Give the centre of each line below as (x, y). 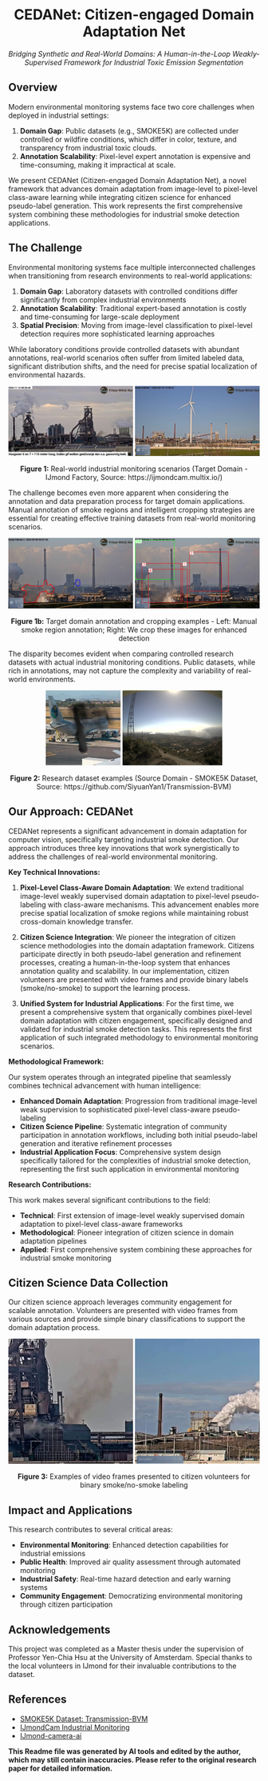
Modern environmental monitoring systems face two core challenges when (132, 106)
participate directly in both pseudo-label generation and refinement (130, 954)
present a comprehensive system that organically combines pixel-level (136, 1012)
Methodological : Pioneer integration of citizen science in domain (126, 1232)
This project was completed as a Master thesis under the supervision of (126, 1649)
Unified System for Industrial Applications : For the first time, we (127, 1003)
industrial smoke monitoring (65, 1258)
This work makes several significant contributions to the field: (109, 1200)
